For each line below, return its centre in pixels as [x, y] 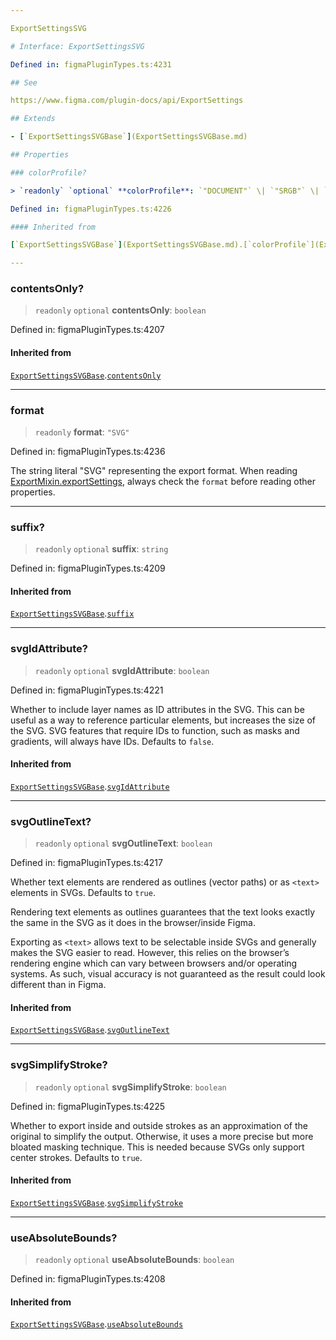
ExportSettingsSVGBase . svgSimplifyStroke [97, 1202]
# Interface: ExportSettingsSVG [77, 46]
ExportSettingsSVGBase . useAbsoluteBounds [97, 1324]
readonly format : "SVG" [82, 432]
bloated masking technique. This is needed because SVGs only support [157, 1147]
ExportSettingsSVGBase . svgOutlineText [90, 1030]
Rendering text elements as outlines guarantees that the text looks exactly [163, 912]
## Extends [33, 119]
